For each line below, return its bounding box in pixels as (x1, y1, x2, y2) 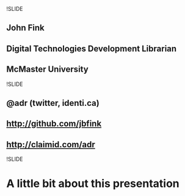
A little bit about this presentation (6, 177, 180, 191)
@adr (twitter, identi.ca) (6, 97, 100, 108)
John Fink (6, 23, 45, 33)
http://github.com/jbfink (6, 119, 102, 129)
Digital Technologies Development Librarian (6, 43, 177, 54)
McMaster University (6, 64, 89, 75)
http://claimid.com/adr (6, 139, 96, 150)
